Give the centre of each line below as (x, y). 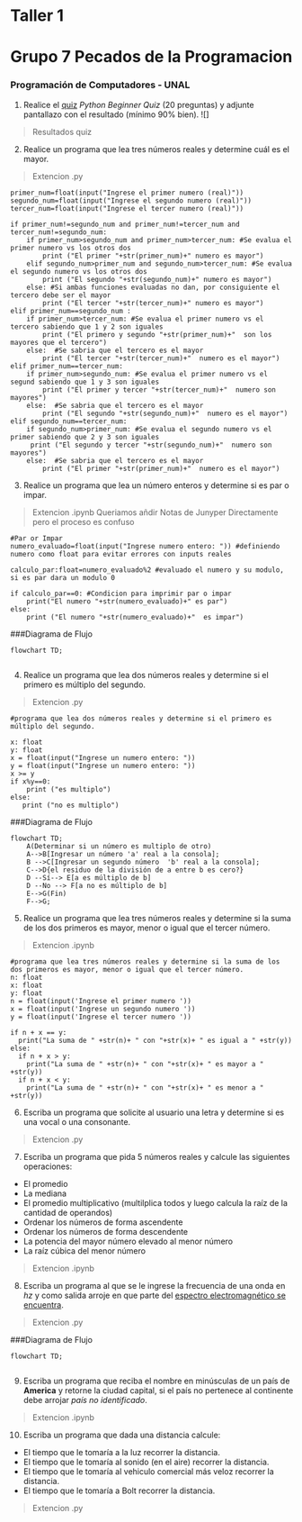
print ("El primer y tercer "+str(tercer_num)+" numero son (160, 390)
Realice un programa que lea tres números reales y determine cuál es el (156, 149)
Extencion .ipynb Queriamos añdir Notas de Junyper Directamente (155, 512)
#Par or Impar (37, 538)
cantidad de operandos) (68, 1212)
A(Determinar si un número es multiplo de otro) (119, 846)
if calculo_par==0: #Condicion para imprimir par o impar (121, 593)
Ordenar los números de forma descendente (106, 1231)
